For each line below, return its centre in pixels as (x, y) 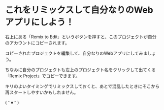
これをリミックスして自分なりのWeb (79, 10)
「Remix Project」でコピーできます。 (43, 76)
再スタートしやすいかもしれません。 (42, 92)
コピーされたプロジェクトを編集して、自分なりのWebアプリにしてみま (76, 53)
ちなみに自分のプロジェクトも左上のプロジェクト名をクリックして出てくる (81, 69)
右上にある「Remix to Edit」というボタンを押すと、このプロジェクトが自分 (81, 37)
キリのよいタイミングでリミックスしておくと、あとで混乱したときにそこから (82, 86)
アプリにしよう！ (40, 22)
